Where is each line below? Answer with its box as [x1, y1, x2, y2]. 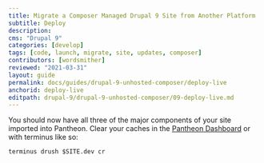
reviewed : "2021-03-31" [8, 64, 88, 72]
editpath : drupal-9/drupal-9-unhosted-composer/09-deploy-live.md [8, 93, 234, 101]
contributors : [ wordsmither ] [8, 57, 106, 65]
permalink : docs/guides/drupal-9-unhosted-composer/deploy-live [8, 78, 227, 86]
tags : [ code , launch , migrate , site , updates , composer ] [8, 49, 202, 57]
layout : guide [8, 71, 56, 79]
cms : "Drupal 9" [8, 34, 62, 42]
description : [8, 26, 52, 34]
